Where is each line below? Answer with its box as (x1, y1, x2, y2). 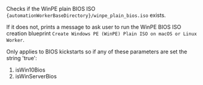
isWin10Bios (15, 66, 46, 73)
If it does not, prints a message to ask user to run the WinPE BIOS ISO (6, 24, 182, 30)
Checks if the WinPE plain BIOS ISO (6, 5, 96, 12)
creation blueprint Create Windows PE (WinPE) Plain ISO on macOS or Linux (6, 30, 197, 37)
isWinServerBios (15, 73, 57, 80)
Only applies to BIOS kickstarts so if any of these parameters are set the (6, 48, 188, 55)
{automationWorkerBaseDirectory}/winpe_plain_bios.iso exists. (6, 12, 166, 19)
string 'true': (6, 55, 38, 61)
